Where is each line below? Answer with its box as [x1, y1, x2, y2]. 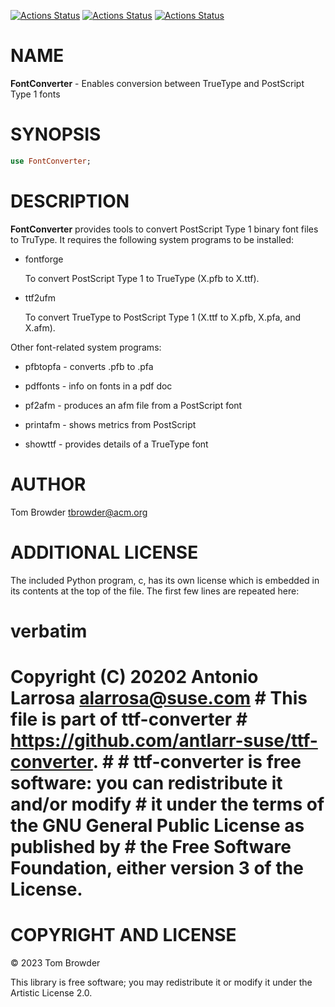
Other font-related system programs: [10, 341, 162, 353]
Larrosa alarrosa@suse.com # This [10, 686, 308, 709]
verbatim [10, 620, 88, 642]
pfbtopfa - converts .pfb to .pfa [24, 360, 154, 372]
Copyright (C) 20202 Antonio [10, 665, 259, 688]
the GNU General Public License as [10, 814, 305, 837]
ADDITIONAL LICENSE [10, 541, 199, 564]
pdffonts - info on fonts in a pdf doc [24, 380, 173, 392]
